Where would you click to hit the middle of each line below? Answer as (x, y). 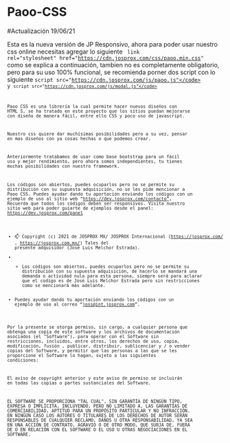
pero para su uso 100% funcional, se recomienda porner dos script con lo (111, 72)
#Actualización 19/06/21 (41, 31)
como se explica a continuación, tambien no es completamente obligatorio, (113, 65)
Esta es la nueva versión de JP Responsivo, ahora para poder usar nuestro (113, 44)
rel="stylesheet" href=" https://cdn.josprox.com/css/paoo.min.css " (106, 58)
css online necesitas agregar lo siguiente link (73, 52)
